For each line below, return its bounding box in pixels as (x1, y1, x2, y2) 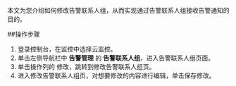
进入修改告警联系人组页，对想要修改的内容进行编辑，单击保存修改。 (17, 71, 216, 80)
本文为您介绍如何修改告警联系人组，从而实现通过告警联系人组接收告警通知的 (7, 6, 230, 14)
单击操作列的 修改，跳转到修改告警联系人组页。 (17, 63, 156, 70)
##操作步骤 (7, 30, 40, 38)
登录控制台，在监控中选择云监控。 (17, 45, 117, 53)
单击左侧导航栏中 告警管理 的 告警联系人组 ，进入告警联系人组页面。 (17, 54, 215, 62)
